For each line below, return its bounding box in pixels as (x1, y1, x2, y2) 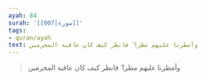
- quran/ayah (8, 33, 51, 42)
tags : (8, 26, 26, 34)
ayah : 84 (8, 11, 37, 20)
